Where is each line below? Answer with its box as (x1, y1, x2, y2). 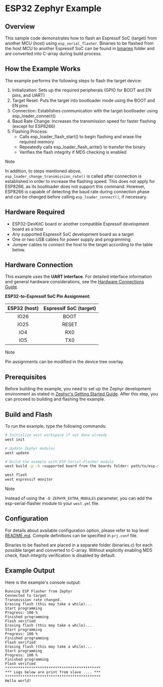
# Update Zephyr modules (5, 446, 55, 451)
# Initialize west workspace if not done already (5, 433, 108, 438)
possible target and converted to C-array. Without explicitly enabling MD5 (5, 547, 153, 553)
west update (5, 451, 29, 455)
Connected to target (5, 593, 47, 598)
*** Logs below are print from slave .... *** (5, 669, 101, 674)
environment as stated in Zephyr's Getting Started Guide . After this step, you (5, 391, 158, 397)
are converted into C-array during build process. (5, 51, 102, 56)
